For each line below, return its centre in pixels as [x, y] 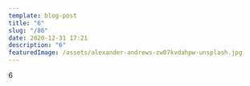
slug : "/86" [28, 30]
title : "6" [27, 23]
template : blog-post [43, 16]
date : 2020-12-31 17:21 [48, 38]
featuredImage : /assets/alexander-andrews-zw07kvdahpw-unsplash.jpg [125, 53]
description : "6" [37, 45]
